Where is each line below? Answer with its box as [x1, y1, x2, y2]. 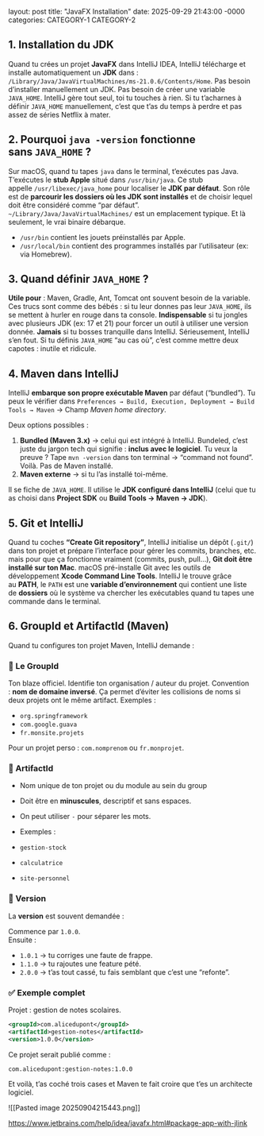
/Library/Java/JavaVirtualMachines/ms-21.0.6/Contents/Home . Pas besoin [8, 75, 251, 86]
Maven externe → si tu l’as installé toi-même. [19, 469, 168, 479]
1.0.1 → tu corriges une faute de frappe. [19, 950, 153, 960]
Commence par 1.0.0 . [8, 926, 81, 936]
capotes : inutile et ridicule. [8, 344, 97, 354]
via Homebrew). [19, 249, 73, 259]
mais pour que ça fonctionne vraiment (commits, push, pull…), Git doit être [8, 554, 253, 564]
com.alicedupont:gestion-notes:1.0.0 [8, 1065, 133, 1073]
